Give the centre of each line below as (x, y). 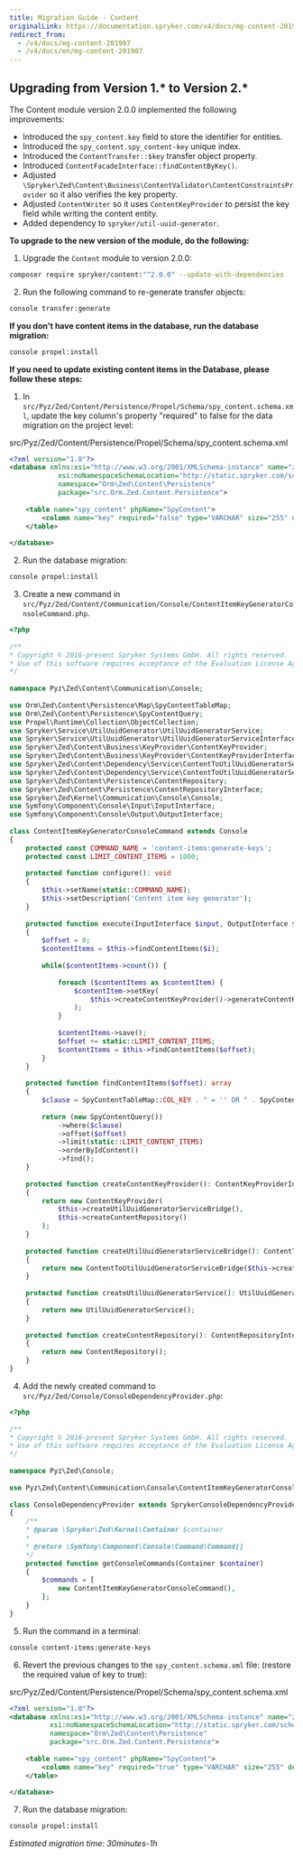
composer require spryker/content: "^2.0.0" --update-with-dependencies (147, 275)
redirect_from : (38, 34)
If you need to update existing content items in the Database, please (140, 369)
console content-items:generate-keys (80, 1648)
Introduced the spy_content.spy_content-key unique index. (132, 146)
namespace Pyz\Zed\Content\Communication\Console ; (106, 689)
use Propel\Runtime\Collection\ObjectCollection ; (105, 722)
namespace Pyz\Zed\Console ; (62, 1471)
